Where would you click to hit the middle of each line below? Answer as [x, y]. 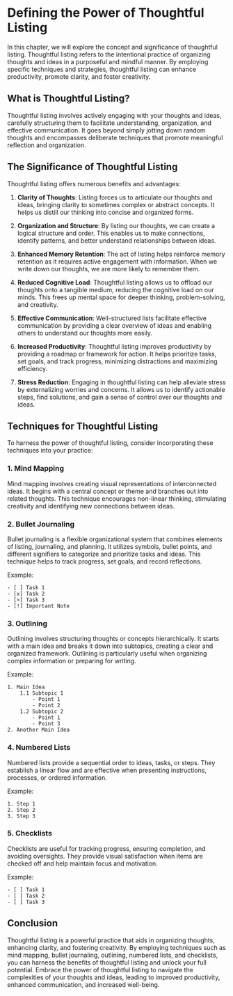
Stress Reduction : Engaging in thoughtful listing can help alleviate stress [121, 382]
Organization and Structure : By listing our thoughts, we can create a [116, 225]
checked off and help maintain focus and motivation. [82, 863]
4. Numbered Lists [39, 748]
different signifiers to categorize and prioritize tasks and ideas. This [104, 554]
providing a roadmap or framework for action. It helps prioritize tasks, [117, 354]
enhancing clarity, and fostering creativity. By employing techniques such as [116, 947]
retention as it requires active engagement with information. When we [117, 261]
